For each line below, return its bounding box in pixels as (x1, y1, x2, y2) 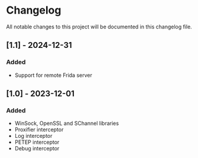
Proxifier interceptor (14, 126, 64, 133)
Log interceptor (14, 133, 53, 140)
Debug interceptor (14, 145, 60, 152)
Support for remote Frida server (14, 72, 93, 79)
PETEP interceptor (14, 138, 60, 146)
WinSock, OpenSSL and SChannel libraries (14, 120, 119, 127)
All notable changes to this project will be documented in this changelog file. (6, 23, 192, 30)
